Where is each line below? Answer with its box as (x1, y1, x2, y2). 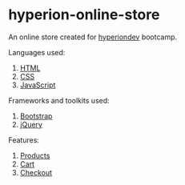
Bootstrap (19, 111, 53, 121)
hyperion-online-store (8, 6, 160, 24)
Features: (8, 135, 40, 145)
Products (19, 151, 50, 160)
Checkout (19, 167, 53, 177)
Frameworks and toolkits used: (8, 95, 110, 105)
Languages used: (8, 47, 66, 57)
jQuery (19, 119, 42, 129)
